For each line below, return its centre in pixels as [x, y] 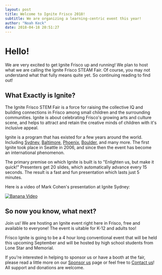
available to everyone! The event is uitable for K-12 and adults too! [71, 228]
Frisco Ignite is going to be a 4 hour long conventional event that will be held [81, 237]
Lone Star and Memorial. [29, 248]
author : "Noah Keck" [26, 23]
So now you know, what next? [51, 211]
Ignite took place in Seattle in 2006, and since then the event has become [78, 147]
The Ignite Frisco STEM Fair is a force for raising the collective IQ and [74, 107]
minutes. [14, 177]
